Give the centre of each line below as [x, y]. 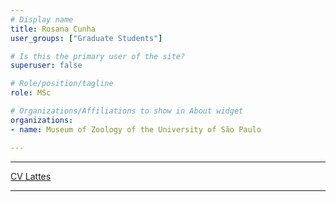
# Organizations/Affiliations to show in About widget [127, 111]
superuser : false [46, 66]
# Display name [42, 19]
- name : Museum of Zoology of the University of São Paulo [136, 129]
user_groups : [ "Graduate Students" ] [86, 38]
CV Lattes [31, 176]
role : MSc [31, 93]
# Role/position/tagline [62, 84]
